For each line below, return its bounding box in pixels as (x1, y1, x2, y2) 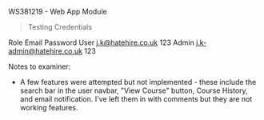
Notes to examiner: (8, 62, 71, 71)
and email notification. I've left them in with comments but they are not (19, 94, 253, 103)
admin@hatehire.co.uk (8, 46, 82, 55)
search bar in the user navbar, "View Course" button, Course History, (19, 86, 248, 95)
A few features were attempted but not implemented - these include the (19, 78, 257, 86)
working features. (19, 103, 78, 112)
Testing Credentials (27, 22, 93, 31)
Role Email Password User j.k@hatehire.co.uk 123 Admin (8, 38, 194, 47)
